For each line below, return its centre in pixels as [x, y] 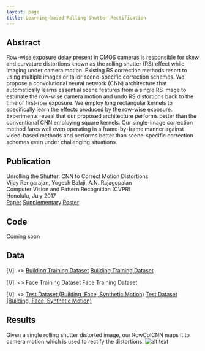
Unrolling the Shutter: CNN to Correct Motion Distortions [77, 176]
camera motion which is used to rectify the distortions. [75, 341]
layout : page [23, 12]
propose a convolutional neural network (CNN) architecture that [87, 83]
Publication [28, 161]
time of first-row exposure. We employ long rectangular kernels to [90, 103]
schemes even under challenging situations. [62, 142]
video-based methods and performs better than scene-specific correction [100, 136]
